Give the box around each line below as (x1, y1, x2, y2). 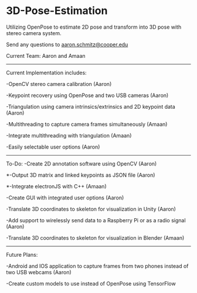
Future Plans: (6, 251, 38, 258)
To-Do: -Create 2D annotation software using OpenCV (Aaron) (6, 160, 157, 167)
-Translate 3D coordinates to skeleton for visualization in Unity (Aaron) (6, 205, 176, 212)
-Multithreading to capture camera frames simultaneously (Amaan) (6, 120, 168, 127)
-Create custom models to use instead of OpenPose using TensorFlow (6, 280, 176, 287)
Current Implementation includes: (6, 69, 87, 76)
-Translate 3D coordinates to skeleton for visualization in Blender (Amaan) (6, 234, 185, 241)
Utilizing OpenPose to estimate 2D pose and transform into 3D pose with (6, 23, 182, 30)
